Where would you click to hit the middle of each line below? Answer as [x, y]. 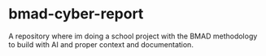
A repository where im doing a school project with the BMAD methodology [133, 36]
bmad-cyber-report [76, 14]
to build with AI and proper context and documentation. [101, 44]
